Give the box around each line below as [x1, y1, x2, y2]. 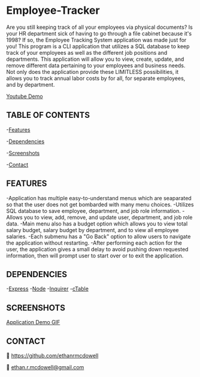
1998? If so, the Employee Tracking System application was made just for [6, 36, 187, 43]
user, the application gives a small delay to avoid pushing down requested [6, 245, 189, 253]
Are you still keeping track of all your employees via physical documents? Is [6, 23, 193, 31]
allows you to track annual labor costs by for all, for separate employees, [6, 75, 186, 82]
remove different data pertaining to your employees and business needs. [6, 61, 186, 69]
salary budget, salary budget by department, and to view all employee [6, 226, 179, 233]
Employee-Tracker [6, 4, 100, 17]
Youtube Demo [6, 93, 43, 100]
